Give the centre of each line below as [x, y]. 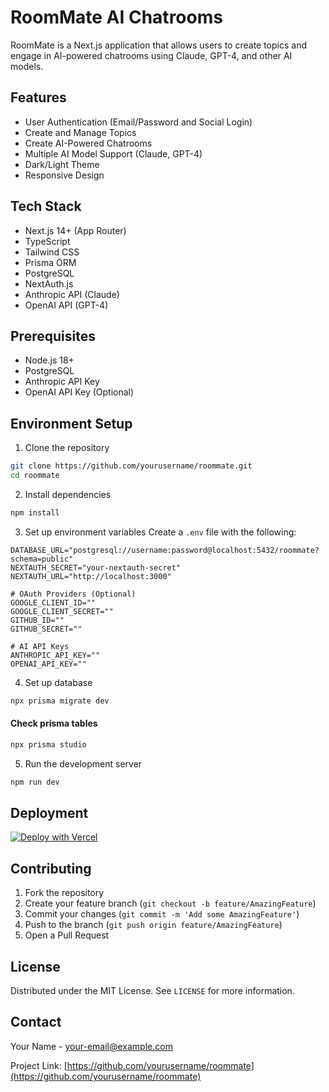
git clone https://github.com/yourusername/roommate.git [131, 466]
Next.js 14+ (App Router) [75, 230]
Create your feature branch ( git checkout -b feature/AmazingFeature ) [170, 903]
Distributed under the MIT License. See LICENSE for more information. [152, 991]
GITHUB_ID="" [37, 620]
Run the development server [83, 763]
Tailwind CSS [52, 252]
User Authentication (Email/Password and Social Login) [138, 122]
